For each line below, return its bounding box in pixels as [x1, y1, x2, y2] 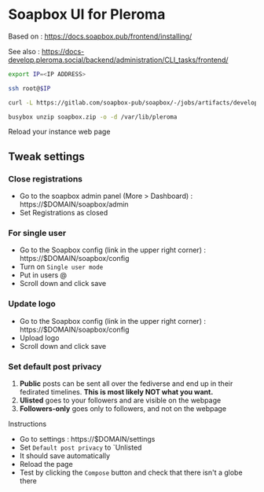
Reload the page [19, 460, 73, 469]
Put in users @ [19, 270, 68, 280]
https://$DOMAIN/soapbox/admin [19, 200, 129, 209]
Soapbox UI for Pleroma [8, 6, 166, 24]
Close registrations [8, 173, 83, 184]
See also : [8, 46, 41, 56]
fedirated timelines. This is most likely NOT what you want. [19, 387, 214, 397]
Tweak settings [8, 149, 85, 163]
